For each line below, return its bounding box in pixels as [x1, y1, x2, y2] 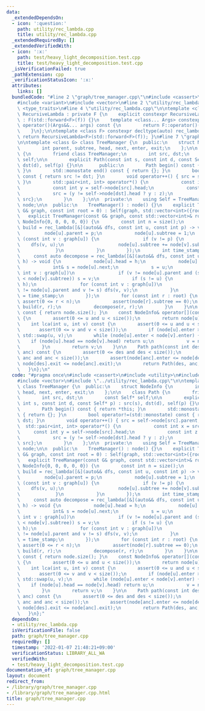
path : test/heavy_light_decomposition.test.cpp [17, 54, 140, 60]
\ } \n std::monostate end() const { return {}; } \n [17, 168, 171, 174]
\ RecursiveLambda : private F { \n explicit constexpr [17, 111, 168, 117]
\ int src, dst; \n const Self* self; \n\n [17, 395, 163, 401]
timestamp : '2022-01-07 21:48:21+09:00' [12, 644, 116, 651]
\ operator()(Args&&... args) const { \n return [17, 123, 160, 129]
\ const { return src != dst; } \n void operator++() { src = [17, 173, 195, 180]
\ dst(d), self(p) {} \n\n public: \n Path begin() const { [17, 162, 201, 168]
